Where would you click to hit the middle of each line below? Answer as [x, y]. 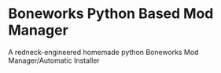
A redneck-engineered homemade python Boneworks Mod [103, 52]
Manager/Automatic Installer [54, 60]
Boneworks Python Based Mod [111, 14]
